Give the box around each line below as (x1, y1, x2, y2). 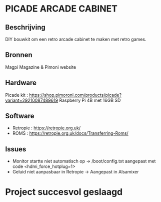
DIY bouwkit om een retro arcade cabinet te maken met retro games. (5, 36, 146, 42)
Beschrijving (5, 23, 46, 32)
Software (5, 112, 34, 120)
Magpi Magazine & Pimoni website (5, 64, 76, 70)
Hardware (5, 79, 36, 87)
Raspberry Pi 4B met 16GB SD (59, 97, 121, 103)
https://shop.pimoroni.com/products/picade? (29, 92, 121, 98)
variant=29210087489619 (5, 97, 58, 103)
